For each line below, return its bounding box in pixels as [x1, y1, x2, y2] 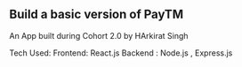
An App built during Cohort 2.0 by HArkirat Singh [9, 30, 189, 41]
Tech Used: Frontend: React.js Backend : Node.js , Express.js [9, 48, 233, 58]
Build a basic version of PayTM [9, 7, 184, 22]
